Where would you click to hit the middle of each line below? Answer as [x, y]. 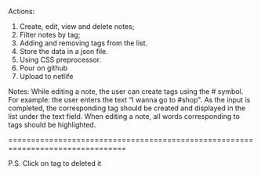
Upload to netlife [46, 76]
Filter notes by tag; [50, 35]
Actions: [22, 11]
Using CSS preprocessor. [60, 59]
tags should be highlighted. [52, 125]
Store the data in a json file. [63, 51]
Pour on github [43, 68]
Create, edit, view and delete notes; [77, 26]
